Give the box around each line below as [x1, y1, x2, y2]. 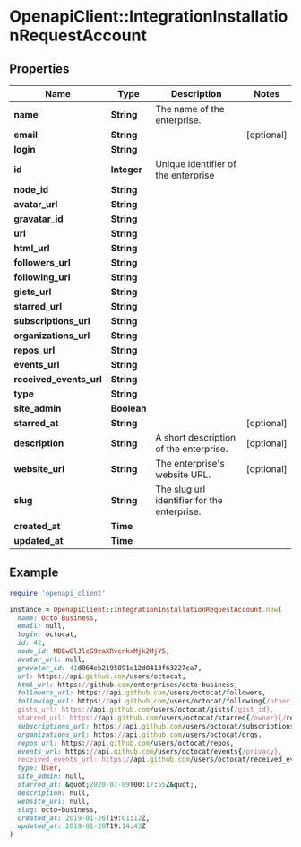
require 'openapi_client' [9, 589, 106, 598]
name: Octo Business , [17, 613, 99, 623]
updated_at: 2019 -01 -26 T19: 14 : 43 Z [17, 822, 146, 831]
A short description [155, 432, 236, 443]
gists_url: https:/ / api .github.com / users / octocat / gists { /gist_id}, [17, 705, 275, 714]
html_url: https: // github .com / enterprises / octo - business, [17, 680, 239, 689]
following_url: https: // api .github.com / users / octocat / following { [17, 697, 267, 706]
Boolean [110, 402, 147, 415]
